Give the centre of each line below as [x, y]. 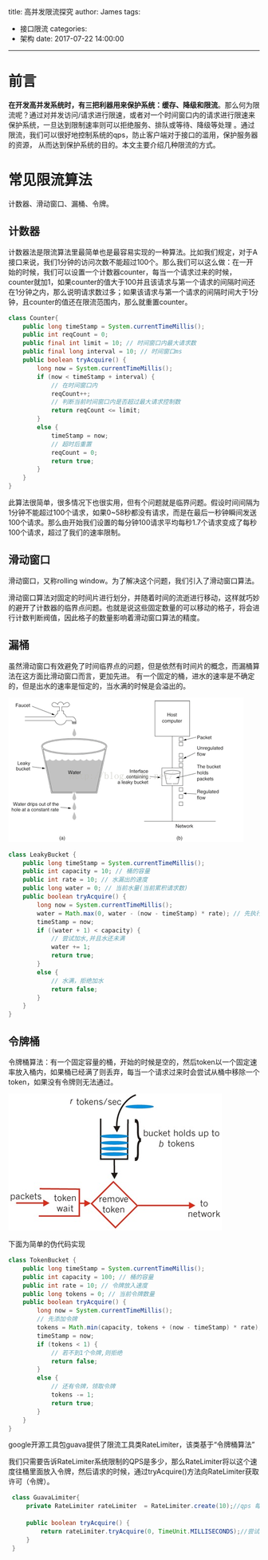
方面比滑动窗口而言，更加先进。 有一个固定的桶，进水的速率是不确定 [142, 676]
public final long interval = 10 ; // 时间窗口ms [102, 352]
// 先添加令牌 [57, 1319]
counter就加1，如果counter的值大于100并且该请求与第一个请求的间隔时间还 [132, 282]
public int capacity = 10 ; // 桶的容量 [86, 871]
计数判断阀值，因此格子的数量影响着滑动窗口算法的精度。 [109, 618]
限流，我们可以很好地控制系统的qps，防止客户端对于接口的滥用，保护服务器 [133, 135]
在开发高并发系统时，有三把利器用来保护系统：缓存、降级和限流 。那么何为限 [134, 105]
